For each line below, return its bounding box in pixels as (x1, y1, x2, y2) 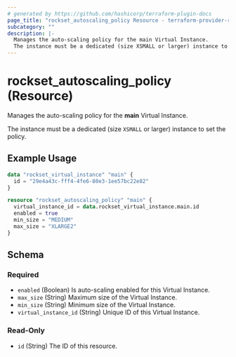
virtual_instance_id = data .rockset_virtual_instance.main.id (13, 203, 199, 210)
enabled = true (13, 210, 58, 217)
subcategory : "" (7, 23, 55, 30)
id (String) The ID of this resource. (17, 342, 118, 350)
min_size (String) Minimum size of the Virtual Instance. (17, 301, 176, 309)
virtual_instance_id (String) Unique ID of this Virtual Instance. (17, 308, 200, 316)
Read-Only (7, 325, 46, 335)
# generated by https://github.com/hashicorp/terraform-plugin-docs (7, 10, 212, 18)
